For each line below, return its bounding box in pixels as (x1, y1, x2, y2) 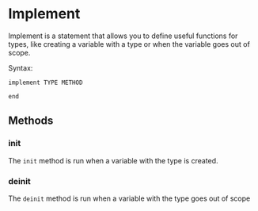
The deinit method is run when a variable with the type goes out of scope (8, 194, 251, 203)
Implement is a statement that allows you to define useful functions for (8, 31, 238, 40)
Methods (8, 114, 54, 128)
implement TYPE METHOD (8, 79, 83, 86)
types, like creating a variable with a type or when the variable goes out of (8, 39, 251, 48)
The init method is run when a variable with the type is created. (8, 155, 219, 165)
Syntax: (8, 63, 33, 72)
